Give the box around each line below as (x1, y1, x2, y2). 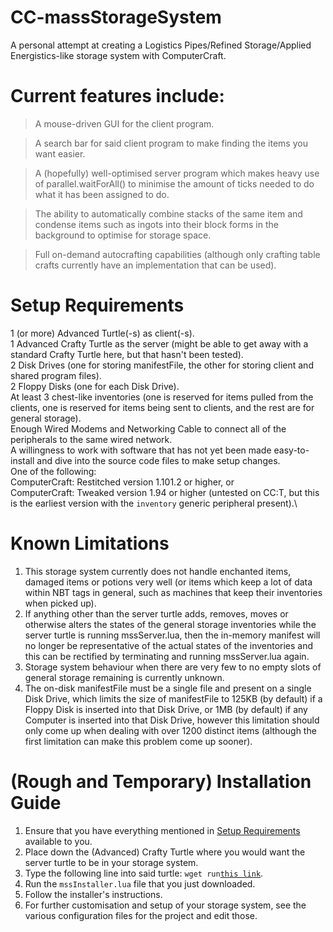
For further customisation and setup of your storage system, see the (24, 899, 307, 911)
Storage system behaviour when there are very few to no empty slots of (24, 661, 322, 673)
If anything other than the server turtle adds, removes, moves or (24, 607, 289, 620)
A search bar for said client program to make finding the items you (34, 137, 308, 149)
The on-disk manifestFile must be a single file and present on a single (24, 682, 312, 694)
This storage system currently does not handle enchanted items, (24, 565, 292, 577)
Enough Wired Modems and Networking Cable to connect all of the (10, 422, 287, 435)
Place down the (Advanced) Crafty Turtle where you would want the (24, 846, 306, 858)
